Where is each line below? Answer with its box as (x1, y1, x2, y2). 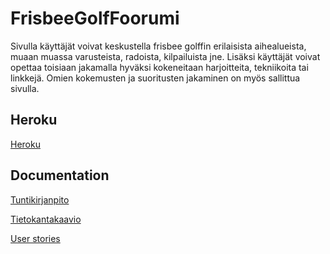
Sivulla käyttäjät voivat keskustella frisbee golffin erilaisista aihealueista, (10, 40, 307, 52)
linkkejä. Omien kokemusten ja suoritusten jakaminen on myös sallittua (10, 72, 301, 84)
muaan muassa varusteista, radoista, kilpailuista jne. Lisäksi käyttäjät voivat (10, 50, 321, 62)
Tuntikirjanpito (10, 193, 70, 206)
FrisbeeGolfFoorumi (10, 7, 180, 30)
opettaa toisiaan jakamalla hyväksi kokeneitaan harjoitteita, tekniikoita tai (10, 61, 309, 73)
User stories (10, 232, 61, 244)
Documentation (10, 167, 110, 184)
